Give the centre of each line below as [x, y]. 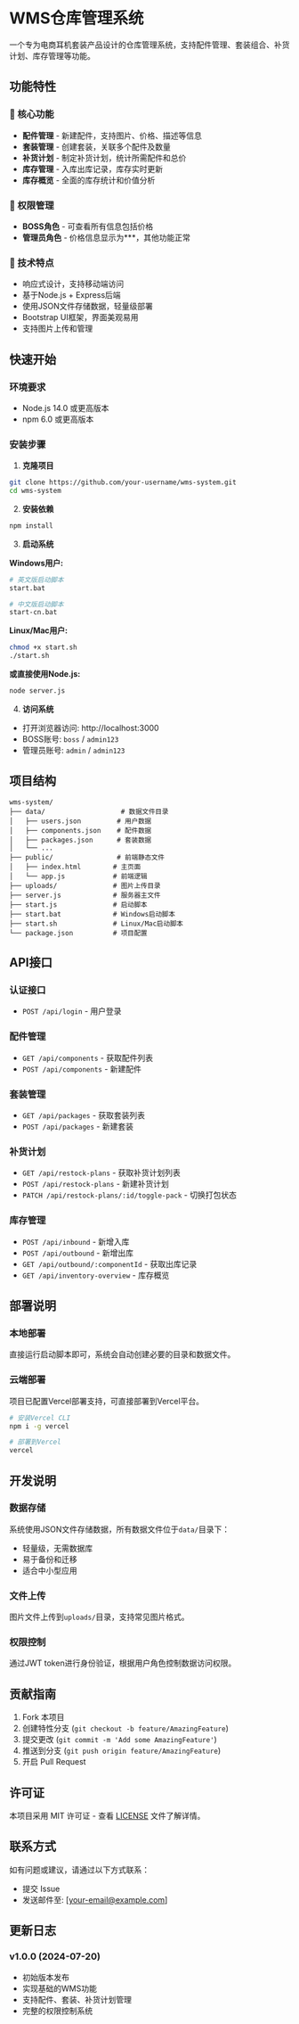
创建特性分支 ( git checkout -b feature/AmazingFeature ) [125, 1728]
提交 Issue [41, 1888]
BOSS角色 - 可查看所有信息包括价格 [88, 226]
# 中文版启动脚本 [36, 604]
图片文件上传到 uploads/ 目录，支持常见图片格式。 [99, 1617]
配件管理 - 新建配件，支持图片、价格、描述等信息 [112, 136]
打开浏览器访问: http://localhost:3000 [90, 728]
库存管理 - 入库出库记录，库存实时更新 [93, 169]
